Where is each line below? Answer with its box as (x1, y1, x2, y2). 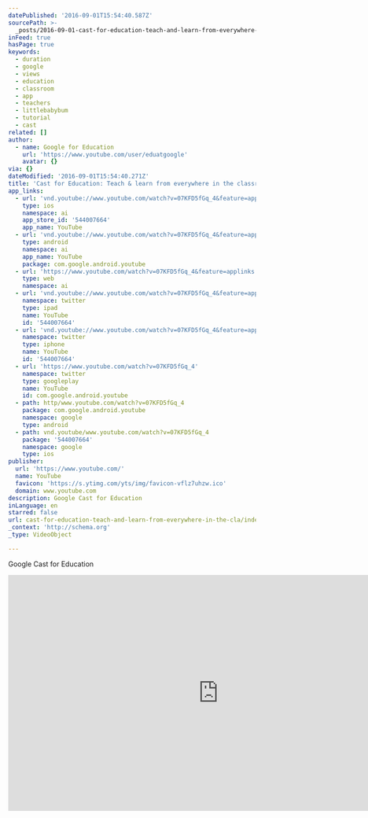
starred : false (8, 509, 58, 517)
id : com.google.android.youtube (22, 392, 128, 400)
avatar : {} (22, 158, 58, 166)
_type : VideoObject (8, 531, 72, 539)
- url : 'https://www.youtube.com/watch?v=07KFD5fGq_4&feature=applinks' (15, 267, 259, 275)
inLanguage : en (8, 501, 58, 510)
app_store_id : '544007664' (22, 216, 111, 224)
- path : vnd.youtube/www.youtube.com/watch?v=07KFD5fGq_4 (15, 428, 210, 437)
